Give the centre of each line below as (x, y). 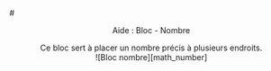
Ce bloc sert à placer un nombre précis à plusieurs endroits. (151, 48)
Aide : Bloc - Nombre (151, 30)
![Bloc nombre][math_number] (151, 57)
